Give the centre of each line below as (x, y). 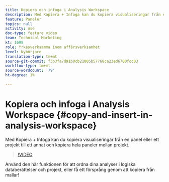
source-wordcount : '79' (30, 71)
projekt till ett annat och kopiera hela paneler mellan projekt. (67, 145)
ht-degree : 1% (20, 75)
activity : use (20, 29)
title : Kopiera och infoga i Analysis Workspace (57, 10)
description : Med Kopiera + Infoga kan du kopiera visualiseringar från (83, 15)
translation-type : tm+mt (31, 56)
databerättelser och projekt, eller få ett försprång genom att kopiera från (80, 169)
